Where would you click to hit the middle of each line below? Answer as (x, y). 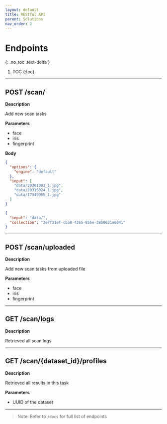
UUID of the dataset (33, 402)
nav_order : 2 (19, 24)
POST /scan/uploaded (40, 247)
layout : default (22, 10)
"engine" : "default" (35, 172)
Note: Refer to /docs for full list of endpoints (62, 416)
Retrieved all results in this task (37, 383)
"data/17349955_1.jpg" (38, 195)
